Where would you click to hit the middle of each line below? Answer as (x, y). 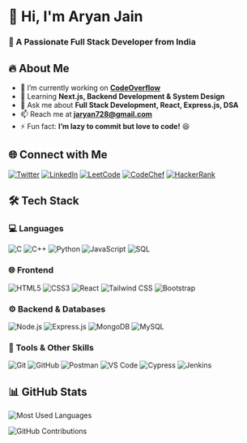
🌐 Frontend (31, 270)
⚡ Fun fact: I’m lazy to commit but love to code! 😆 (105, 126)
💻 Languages (36, 229)
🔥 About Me (39, 68)
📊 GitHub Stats (48, 391)
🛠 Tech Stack (44, 201)
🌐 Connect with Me (58, 155)
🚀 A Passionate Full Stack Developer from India (102, 42)
